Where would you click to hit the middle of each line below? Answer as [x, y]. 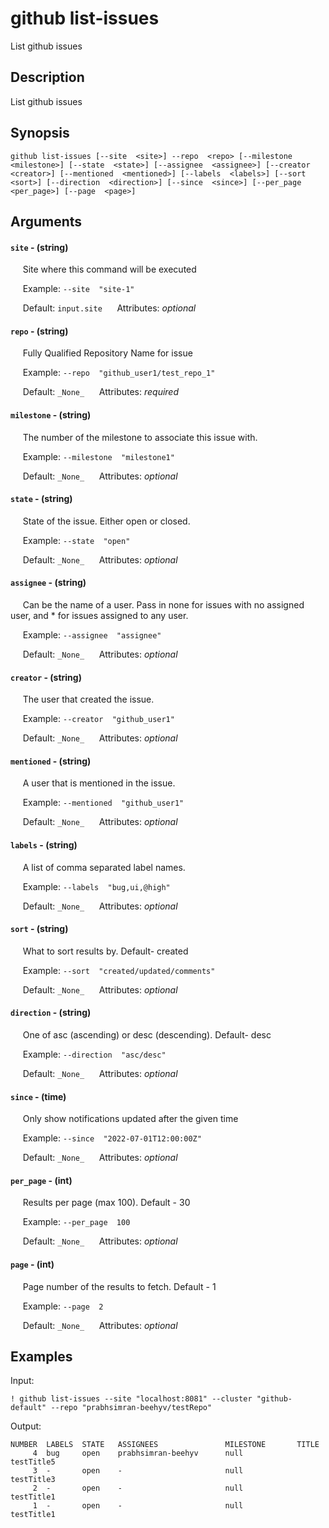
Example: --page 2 [63, 1306]
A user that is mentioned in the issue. [99, 783]
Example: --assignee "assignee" [92, 634]
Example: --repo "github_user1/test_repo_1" [119, 373]
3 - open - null [138, 1471]
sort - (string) [39, 929]
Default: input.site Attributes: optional [109, 308]
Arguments [46, 221]
